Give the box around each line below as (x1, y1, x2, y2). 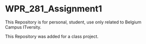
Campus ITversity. (5, 24, 42, 30)
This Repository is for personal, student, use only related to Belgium (5, 19, 142, 25)
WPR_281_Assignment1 (5, 3, 103, 14)
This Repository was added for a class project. (5, 33, 99, 39)
